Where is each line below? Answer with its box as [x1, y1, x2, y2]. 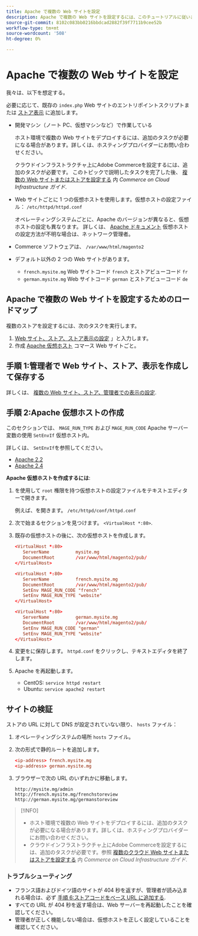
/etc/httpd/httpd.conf [26, 204, 82, 210]
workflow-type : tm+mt [6, 25, 60, 31]
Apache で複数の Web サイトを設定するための [6, 294, 174, 304]
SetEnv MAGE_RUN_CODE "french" [22, 587, 100, 593]
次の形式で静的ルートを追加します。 [14, 746, 103, 753]
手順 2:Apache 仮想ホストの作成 [6, 407, 124, 417]
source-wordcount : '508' [6, 31, 67, 37]
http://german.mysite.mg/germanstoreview [14, 796, 118, 802]
